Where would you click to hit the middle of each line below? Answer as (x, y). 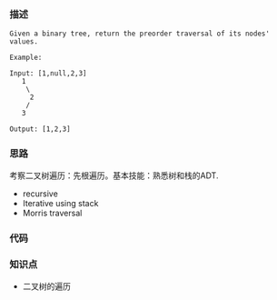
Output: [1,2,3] (40, 129)
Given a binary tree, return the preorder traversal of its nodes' (140, 34)
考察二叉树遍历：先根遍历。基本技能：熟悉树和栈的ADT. (114, 175)
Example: (26, 58)
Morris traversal (52, 213)
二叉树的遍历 (46, 286)
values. (24, 42)
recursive (40, 194)
